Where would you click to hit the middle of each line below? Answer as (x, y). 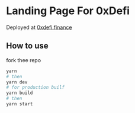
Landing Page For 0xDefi (68, 11)
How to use (27, 46)
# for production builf (36, 88)
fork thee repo (24, 60)
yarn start (20, 104)
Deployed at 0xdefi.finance (39, 27)
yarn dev (17, 82)
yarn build (20, 93)
